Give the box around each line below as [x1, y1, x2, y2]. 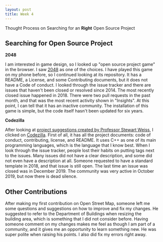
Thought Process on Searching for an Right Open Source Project [5, 25, 135, 31]
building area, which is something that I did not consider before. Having [5, 216, 148, 222]
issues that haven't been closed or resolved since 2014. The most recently [5, 87, 154, 93]
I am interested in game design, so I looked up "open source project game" [5, 61, 156, 67]
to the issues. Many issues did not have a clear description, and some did [5, 153, 152, 159]
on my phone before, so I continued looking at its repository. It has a [5, 72, 142, 78]
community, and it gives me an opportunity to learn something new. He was [5, 226, 157, 232]
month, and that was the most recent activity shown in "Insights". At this [5, 98, 149, 104]
